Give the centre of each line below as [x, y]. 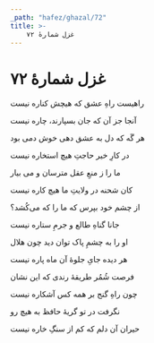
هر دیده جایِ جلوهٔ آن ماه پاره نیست [69, 260]
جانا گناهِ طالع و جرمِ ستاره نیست [65, 225]
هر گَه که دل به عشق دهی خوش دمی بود [78, 138]
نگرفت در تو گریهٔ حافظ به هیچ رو [65, 312]
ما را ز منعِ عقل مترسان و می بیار [65, 173]
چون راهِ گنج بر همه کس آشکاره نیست [74, 294]
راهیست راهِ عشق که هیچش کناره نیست [77, 103]
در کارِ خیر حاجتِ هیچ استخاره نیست [70, 155]
